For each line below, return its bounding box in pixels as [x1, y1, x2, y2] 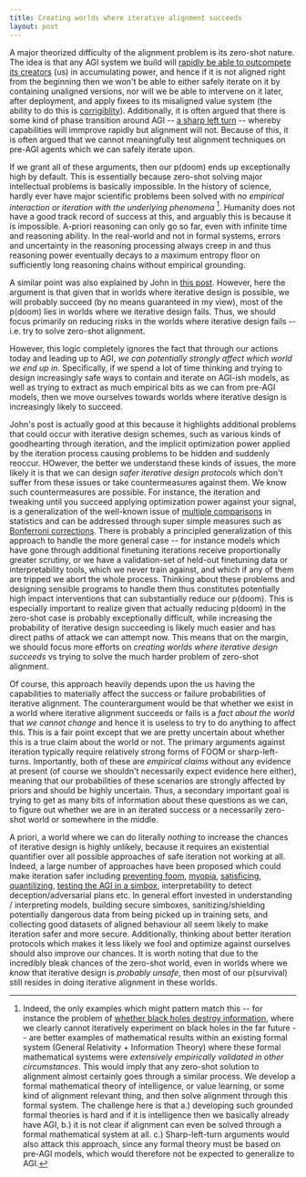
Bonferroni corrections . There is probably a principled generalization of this [9, 526, 292, 537]
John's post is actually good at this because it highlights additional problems [9, 419, 297, 430]
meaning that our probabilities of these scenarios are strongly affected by [9, 775, 286, 786]
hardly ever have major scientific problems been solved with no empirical [9, 190, 285, 201]
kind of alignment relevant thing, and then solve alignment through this [22, 1090, 289, 1101]
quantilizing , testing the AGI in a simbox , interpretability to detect [9, 880, 252, 891]
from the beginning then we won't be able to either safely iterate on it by [9, 76, 280, 87]
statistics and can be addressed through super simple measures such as [9, 516, 282, 527]
